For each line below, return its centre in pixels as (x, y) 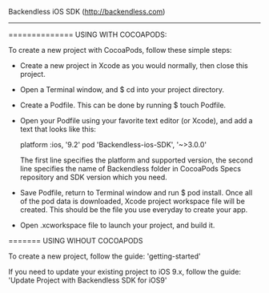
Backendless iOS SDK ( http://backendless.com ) (87, 12)
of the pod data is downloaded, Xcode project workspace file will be (132, 201)
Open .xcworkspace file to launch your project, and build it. (117, 225)
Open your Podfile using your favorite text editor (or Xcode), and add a (137, 120)
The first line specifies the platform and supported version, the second (137, 160)
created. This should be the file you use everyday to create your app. (134, 210)
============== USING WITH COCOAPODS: (88, 34)
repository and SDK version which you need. (94, 177)
